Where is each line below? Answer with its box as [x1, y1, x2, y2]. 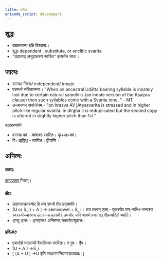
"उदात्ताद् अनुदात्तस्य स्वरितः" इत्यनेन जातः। [12, 54, 79, 59]
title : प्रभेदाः [5, 7, 28, 12]
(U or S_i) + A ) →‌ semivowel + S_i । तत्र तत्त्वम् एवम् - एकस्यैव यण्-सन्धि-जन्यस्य [12, 206, 153, 212]
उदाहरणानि [5, 122, 22, 128]
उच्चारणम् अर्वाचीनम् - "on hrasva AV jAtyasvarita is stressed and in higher [12, 102, 151, 108]
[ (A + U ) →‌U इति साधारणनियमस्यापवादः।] [12, 251, 85, 257]
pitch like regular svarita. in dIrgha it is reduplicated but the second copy [12, 108, 157, 113]
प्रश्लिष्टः [5, 229, 17, 235]
